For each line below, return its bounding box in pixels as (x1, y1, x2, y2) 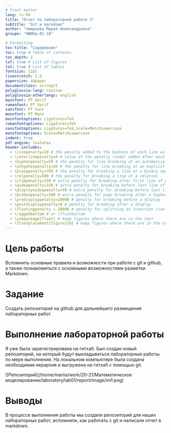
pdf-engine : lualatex (5, 140, 51, 146)
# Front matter (5, 7, 38, 13)
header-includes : (5, 145, 42, 150)
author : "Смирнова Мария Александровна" (5, 27, 93, 32)
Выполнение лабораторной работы (5, 329, 164, 340)
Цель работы (5, 243, 64, 254)
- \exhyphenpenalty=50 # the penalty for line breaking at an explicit (10, 164, 165, 169)
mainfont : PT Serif (5, 98, 47, 103)
